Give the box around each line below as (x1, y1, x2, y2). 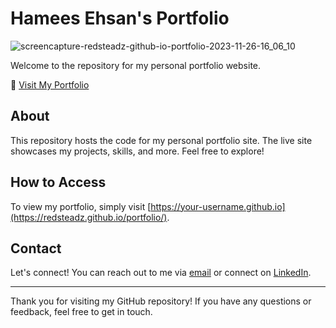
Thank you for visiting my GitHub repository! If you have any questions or (10, 295, 312, 307)
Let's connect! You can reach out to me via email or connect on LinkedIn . (10, 267, 312, 279)
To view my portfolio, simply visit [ (10, 200, 152, 212)
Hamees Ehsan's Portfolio (10, 7, 230, 30)
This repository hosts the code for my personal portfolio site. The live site (10, 134, 313, 146)
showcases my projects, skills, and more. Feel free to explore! (10, 145, 265, 157)
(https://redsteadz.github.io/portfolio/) (10, 211, 168, 223)
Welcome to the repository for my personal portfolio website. (10, 59, 262, 71)
